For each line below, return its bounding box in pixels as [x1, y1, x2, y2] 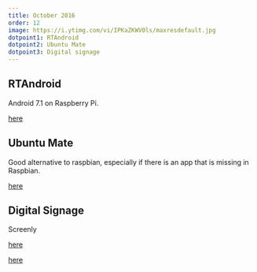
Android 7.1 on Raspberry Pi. [8, 98, 99, 107]
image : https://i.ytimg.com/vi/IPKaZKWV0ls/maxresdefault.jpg [8, 26, 216, 34]
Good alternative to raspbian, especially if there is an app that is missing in [8, 157, 249, 166]
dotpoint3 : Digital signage [8, 48, 101, 56]
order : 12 [8, 19, 41, 27]
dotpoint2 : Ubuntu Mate [8, 41, 86, 49]
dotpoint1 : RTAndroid [8, 33, 79, 42]
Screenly [8, 225, 37, 234]
